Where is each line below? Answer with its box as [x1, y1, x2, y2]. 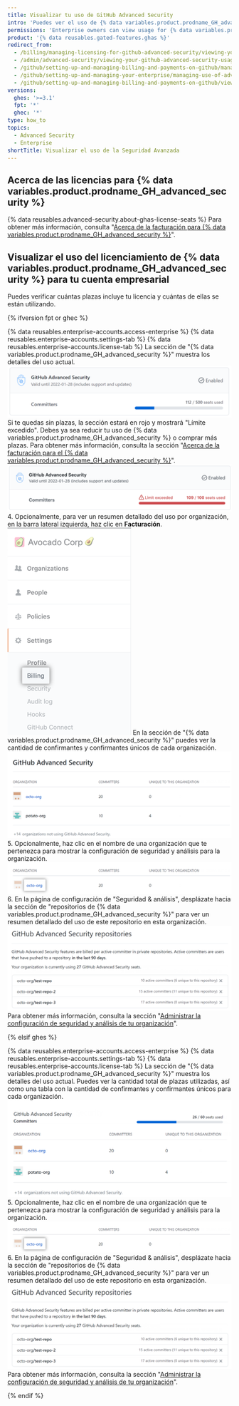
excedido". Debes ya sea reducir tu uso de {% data [7, 426, 157, 435]
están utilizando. [7, 300, 56, 308]
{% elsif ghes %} [7, 1033, 58, 1041]
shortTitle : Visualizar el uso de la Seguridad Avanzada [7, 147, 180, 154]
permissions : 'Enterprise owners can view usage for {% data [7, 26, 193, 33]
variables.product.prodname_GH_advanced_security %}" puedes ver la [7, 735, 216, 744]
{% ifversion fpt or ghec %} [7, 314, 89, 322]
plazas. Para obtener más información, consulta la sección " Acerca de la [7, 441, 221, 450]
